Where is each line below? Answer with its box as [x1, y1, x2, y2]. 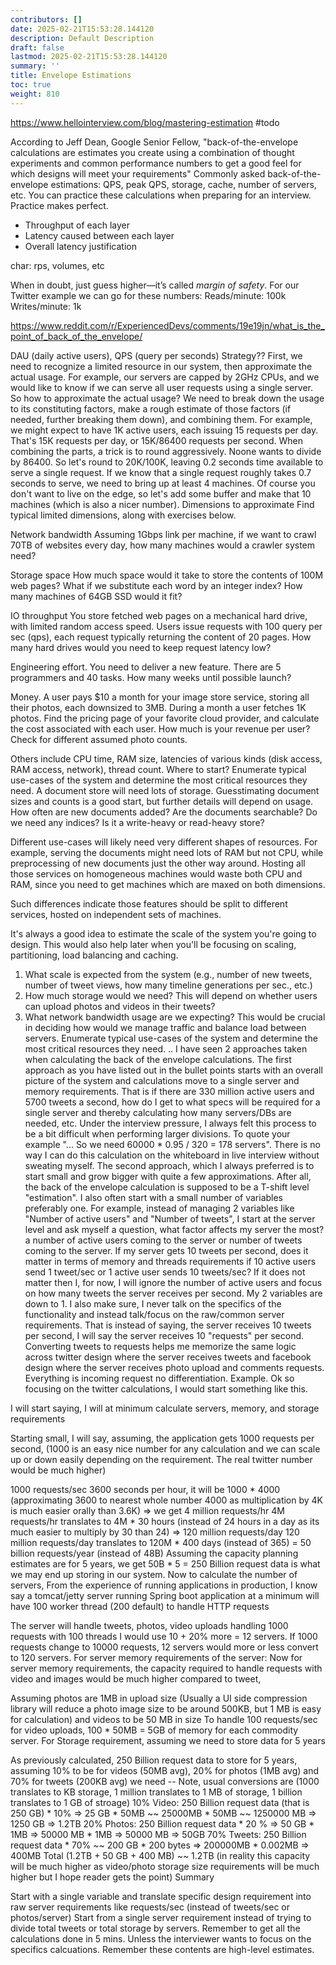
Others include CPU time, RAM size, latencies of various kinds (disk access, [10, 752, 323, 765]
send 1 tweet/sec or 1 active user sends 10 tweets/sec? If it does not [24, 1266, 306, 1278]
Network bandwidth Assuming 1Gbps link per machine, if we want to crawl [10, 528, 317, 540]
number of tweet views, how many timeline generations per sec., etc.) [24, 979, 313, 991]
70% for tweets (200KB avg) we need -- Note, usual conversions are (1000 [10, 1775, 320, 1787]
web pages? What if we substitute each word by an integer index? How [10, 579, 303, 591]
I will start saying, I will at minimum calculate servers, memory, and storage [10, 1402, 320, 1414]
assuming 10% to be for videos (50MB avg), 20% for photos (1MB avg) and [10, 1764, 319, 1776]
